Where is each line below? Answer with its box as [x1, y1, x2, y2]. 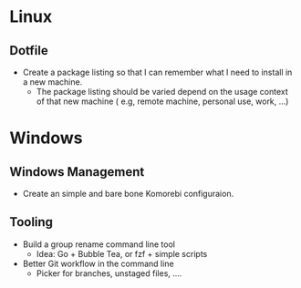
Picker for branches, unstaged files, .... [36, 267, 182, 279]
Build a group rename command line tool [22, 239, 176, 250]
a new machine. [22, 77, 83, 87]
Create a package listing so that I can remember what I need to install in [22, 67, 293, 77]
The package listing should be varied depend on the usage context [36, 87, 289, 97]
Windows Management [9, 164, 145, 180]
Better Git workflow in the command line [22, 258, 175, 269]
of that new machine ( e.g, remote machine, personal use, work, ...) [36, 96, 289, 107]
